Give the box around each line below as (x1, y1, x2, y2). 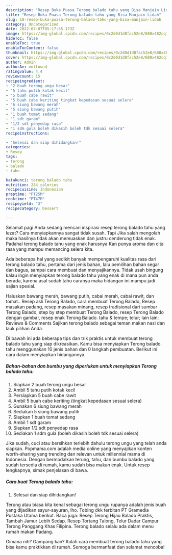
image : (6, 31, 20, 36)
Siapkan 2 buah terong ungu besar (13, 381, 86, 387)
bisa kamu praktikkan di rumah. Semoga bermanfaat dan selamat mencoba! (6, 544, 165, 550)
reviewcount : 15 (6, 74, 40, 79)
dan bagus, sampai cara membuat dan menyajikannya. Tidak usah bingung (6, 267, 164, 273)
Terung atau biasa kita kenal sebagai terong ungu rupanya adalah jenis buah (6, 501, 166, 508)
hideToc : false (6, 36, 38, 41)
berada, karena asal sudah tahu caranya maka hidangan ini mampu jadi (6, 277, 155, 283)
